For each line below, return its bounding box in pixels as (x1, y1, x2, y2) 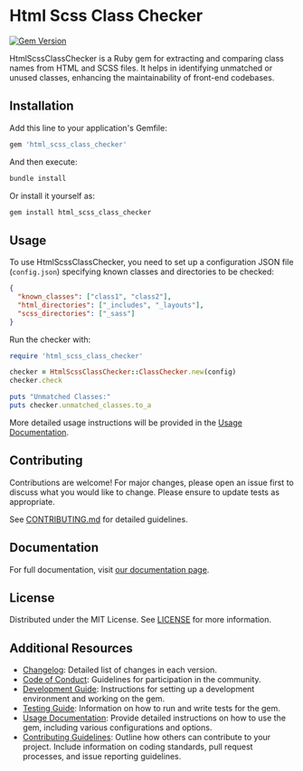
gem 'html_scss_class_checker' (9, 139, 128, 149)
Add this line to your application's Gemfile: (9, 122, 167, 133)
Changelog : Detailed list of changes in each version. (22, 664, 217, 675)
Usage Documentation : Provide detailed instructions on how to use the (22, 712, 287, 724)
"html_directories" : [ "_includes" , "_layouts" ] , (17, 300, 204, 309)
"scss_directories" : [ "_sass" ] (17, 309, 136, 318)
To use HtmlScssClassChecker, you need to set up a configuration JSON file (9, 257, 294, 268)
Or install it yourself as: (9, 190, 95, 201)
